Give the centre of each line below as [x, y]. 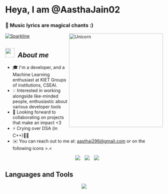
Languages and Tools [39, 174]
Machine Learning [31, 74]
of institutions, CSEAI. [35, 85]
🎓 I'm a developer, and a [38, 67]
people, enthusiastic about [40, 101]
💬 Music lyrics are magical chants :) [49, 25]
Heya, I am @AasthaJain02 [63, 10]
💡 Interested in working [36, 90]
